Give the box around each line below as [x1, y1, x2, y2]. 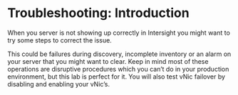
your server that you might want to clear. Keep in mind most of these [7, 57, 209, 65]
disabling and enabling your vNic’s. [7, 79, 110, 88]
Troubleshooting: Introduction [7, 5, 190, 21]
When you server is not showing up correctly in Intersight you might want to [7, 28, 230, 37]
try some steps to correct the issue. [7, 35, 112, 44]
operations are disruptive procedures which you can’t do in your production [7, 65, 229, 73]
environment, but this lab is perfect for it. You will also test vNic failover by [7, 72, 226, 81]
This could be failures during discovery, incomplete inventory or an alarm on [7, 50, 232, 58]
